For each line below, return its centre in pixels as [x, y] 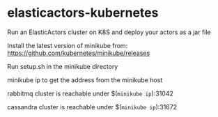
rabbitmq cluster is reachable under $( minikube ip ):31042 [91, 93]
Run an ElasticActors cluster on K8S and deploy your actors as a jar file [109, 32]
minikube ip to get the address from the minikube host [85, 80]
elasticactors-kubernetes [83, 13]
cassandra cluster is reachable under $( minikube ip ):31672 [92, 107]
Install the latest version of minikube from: [68, 45]
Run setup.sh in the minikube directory [63, 66]
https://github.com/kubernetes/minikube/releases [79, 53]
